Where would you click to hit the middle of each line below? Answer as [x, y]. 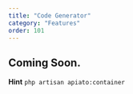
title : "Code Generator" [50, 16]
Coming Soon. [45, 63]
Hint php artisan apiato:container [67, 82]
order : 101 [26, 30]
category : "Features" [44, 23]
